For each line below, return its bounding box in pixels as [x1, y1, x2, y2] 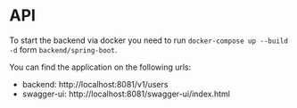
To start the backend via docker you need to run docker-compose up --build [9, 35, 288, 46]
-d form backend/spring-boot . [9, 44, 118, 54]
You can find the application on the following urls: [9, 62, 192, 72]
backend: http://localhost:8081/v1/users [21, 79, 169, 89]
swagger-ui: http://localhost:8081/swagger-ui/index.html [21, 88, 230, 99]
